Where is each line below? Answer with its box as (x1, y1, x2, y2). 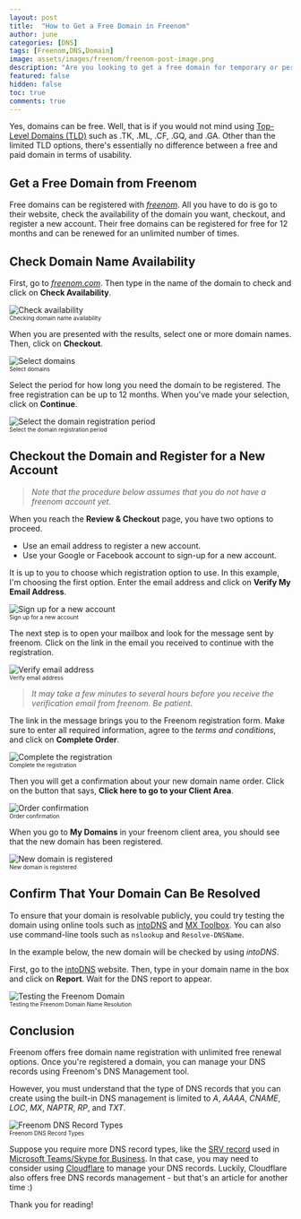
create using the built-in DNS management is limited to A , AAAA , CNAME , (9, 1093, 281, 1103)
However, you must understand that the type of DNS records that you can (9, 1084, 281, 1094)
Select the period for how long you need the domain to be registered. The (9, 380, 281, 390)
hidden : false (9, 80, 63, 89)
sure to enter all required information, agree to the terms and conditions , (9, 724, 276, 735)
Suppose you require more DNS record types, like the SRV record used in (9, 1144, 280, 1154)
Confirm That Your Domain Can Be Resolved (9, 886, 261, 902)
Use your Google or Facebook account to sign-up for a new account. (21, 549, 278, 560)
